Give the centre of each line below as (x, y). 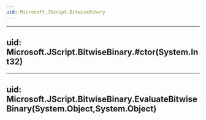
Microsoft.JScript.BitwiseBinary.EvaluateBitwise (102, 99)
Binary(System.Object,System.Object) (82, 109)
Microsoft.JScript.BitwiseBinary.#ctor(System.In (102, 52)
